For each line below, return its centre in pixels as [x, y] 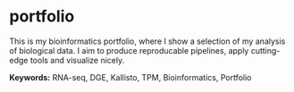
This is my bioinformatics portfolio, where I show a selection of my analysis [147, 41]
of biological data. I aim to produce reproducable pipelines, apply [129, 50]
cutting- [265, 50]
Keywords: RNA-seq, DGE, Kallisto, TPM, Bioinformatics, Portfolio [130, 77]
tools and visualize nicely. [77, 60]
